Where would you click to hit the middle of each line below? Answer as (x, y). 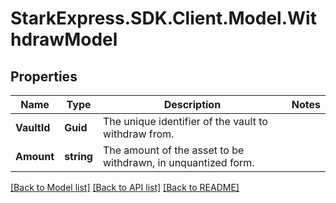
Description (192, 104)
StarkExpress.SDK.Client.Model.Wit (163, 18)
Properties (44, 76)
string (78, 156)
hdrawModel (64, 39)
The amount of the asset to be (173, 150)
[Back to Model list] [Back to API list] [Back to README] (125, 187)
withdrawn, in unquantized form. (178, 162)
